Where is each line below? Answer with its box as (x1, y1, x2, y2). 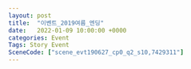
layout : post (8, 11, 52, 20)
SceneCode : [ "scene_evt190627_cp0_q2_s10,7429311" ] (8, 48, 184, 56)
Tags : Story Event (8, 41, 70, 49)
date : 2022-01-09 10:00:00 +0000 (8, 26, 127, 34)
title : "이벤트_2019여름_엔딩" (8, 19, 105, 27)
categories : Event (8, 33, 70, 42)
